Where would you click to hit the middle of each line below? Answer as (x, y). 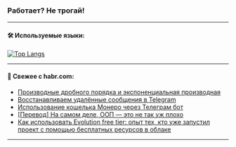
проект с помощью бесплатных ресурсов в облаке (94, 129)
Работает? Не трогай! (46, 11)
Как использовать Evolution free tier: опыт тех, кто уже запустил (114, 122)
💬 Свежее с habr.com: (41, 77)
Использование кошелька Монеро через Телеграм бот (100, 107)
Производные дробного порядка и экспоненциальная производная (119, 92)
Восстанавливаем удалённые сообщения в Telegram (97, 99)
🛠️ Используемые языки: (46, 35)
